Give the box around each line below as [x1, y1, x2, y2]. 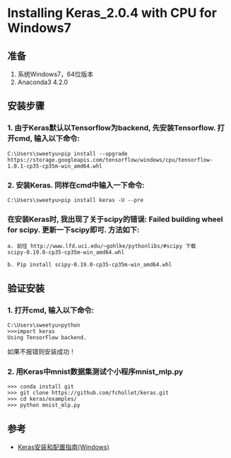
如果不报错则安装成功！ [7, 347, 76, 356]
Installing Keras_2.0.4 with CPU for [7, 5, 218, 21]
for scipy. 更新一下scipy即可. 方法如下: [7, 225, 140, 235]
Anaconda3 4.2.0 [17, 78, 69, 86]
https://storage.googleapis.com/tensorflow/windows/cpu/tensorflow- [7, 156, 213, 163]
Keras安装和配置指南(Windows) [17, 443, 109, 452]
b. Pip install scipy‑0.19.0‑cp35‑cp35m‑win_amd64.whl [7, 262, 172, 269]
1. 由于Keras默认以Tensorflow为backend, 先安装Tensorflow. [7, 123, 216, 133]
